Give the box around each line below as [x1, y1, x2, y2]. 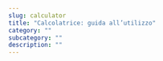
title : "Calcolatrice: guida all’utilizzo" [8, 19, 157, 27]
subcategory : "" [8, 33, 63, 42]
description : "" [8, 41, 63, 49]
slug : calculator [8, 11, 67, 20]
